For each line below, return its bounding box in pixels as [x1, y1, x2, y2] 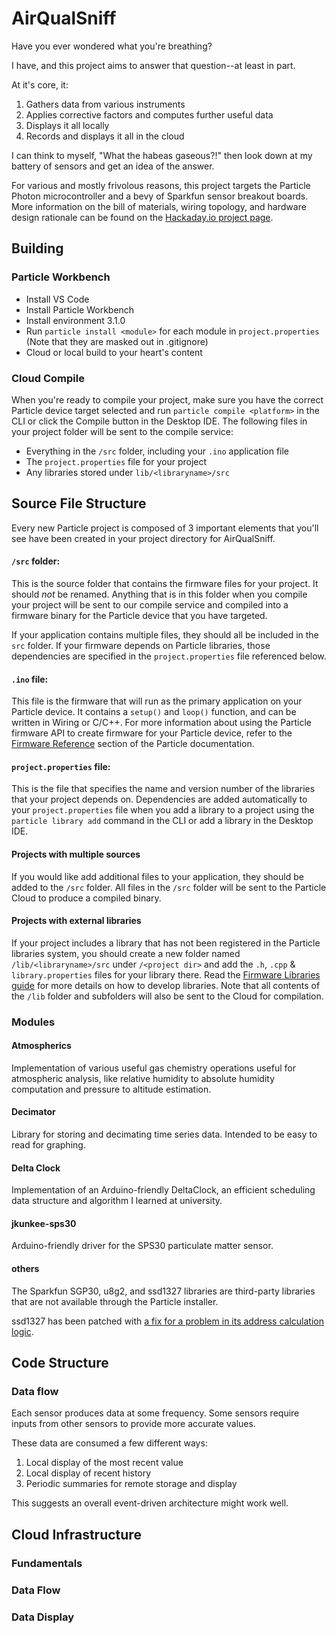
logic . [11, 1325, 34, 1337]
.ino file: [11, 673, 49, 685]
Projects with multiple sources [11, 848, 141, 860]
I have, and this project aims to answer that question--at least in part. [11, 59, 296, 71]
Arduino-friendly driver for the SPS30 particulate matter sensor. [11, 1240, 274, 1252]
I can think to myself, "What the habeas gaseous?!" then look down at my [11, 149, 313, 161]
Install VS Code [25, 293, 90, 305]
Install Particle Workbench [25, 303, 135, 316]
